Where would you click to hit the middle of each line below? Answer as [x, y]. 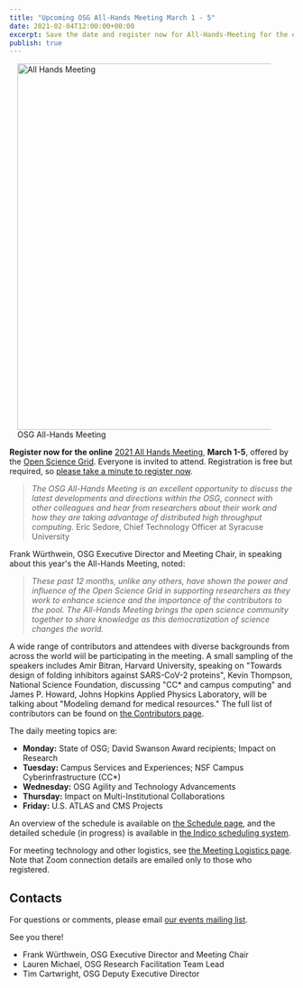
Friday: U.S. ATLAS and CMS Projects [93, 806]
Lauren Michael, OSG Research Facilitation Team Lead [123, 965]
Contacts [36, 898]
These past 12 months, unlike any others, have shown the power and [160, 581]
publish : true [36, 43]
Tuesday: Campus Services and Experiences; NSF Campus [133, 768]
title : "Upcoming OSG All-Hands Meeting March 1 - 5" [113, 18]
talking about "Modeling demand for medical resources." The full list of [141, 704]
